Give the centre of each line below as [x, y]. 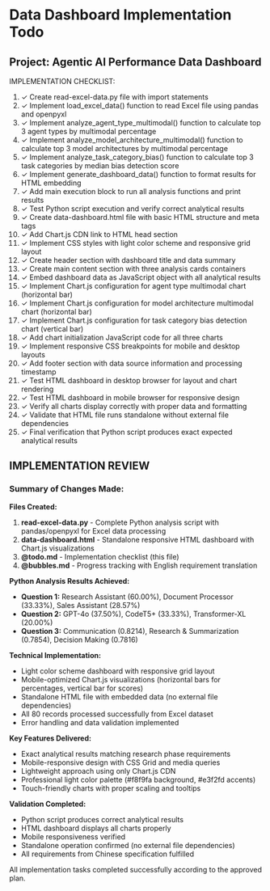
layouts [33, 355]
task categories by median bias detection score [100, 166]
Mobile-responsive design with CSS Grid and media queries [120, 762]
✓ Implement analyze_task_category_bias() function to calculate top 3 [137, 157]
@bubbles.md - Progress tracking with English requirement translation [139, 565]
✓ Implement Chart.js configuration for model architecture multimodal [137, 303]
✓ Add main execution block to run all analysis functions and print [131, 191]
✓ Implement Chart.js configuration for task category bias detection [134, 320]
